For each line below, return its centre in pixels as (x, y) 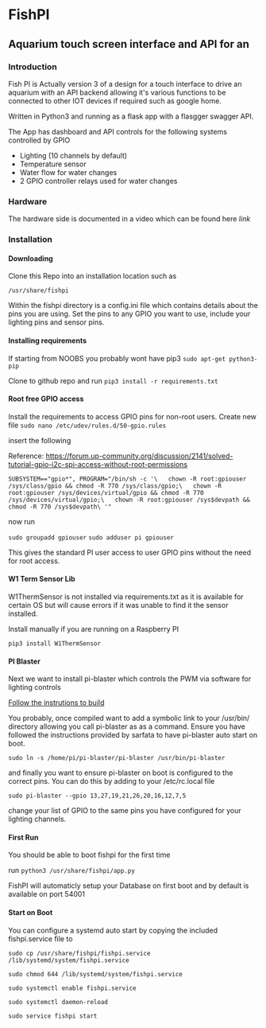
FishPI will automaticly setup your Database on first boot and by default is (129, 886)
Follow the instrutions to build (56, 703)
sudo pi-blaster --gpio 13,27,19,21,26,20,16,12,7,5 (97, 796)
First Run (23, 837)
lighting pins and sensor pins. (56, 322)
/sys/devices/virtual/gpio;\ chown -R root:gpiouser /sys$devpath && (129, 500)
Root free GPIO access (46, 399)
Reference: (26, 456)
